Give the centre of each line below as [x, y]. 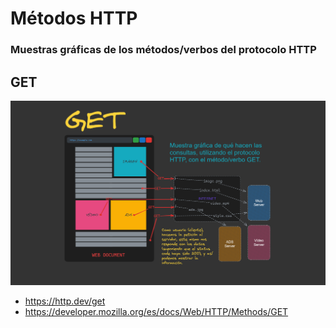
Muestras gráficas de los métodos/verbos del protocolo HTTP [163, 50]
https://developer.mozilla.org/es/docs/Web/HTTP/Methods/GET [156, 311]
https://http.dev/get [65, 301]
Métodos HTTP [74, 18]
